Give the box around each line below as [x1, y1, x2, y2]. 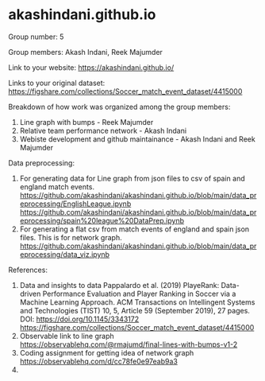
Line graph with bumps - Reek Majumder [19, 117, 154, 126]
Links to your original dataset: [8, 78, 106, 87]
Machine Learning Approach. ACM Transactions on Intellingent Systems [19, 297, 255, 307]
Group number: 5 [8, 32, 64, 41]
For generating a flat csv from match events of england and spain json [19, 224, 250, 234]
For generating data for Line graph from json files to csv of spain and [19, 173, 246, 183]
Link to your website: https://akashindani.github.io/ [8, 62, 175, 72]
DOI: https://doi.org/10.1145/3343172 [19, 314, 140, 324]
